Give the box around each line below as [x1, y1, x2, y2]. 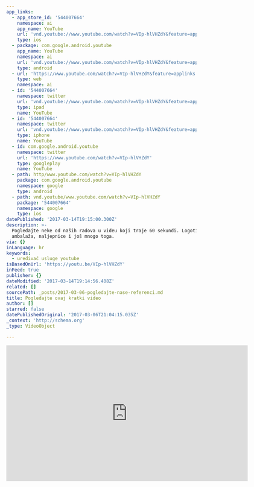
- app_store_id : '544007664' [11, 14, 85, 21]
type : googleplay [17, 161, 61, 167]
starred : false [6, 306, 45, 313]
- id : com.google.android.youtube [11, 143, 98, 150]
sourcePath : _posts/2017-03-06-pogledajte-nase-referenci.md [6, 289, 164, 296]
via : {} [6, 239, 26, 245]
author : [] [6, 301, 34, 307]
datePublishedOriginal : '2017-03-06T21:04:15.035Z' [6, 312, 139, 318]
